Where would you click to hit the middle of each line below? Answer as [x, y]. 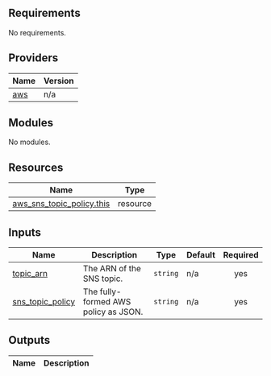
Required [241, 255]
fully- [110, 291]
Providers [33, 58]
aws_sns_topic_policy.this [61, 204]
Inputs [25, 232]
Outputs [29, 340]
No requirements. [38, 32]
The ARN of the [112, 269]
